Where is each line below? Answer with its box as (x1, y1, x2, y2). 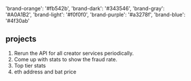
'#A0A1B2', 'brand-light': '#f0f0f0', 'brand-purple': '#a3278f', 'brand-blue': (5, 11, 186, 18)
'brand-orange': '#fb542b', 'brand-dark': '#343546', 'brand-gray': (5, 5, 165, 12)
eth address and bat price (13, 68, 77, 75)
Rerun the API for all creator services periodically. (13, 50, 134, 57)
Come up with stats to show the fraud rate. (13, 55, 118, 63)
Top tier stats (13, 62, 46, 69)
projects (5, 34, 37, 44)
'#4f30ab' (5, 17, 30, 24)
